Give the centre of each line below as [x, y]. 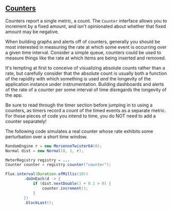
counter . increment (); [65, 188]
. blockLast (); [39, 203]
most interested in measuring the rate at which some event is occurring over [86, 47]
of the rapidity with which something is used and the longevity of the [78, 78]
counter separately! [26, 121]
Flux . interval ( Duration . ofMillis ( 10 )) [47, 174]
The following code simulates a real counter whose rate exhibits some [79, 131]
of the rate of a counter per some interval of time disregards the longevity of [86, 90]
